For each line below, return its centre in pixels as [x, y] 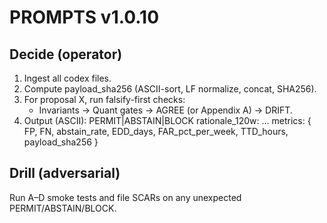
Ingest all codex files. [67, 78]
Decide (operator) [66, 54]
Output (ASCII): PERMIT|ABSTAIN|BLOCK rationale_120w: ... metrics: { [167, 120]
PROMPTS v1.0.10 [84, 17]
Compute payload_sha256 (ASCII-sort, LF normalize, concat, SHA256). [170, 89]
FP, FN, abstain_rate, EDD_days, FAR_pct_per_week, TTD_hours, [156, 131]
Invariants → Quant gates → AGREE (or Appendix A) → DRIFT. [165, 110]
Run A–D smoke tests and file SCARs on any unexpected [125, 197]
